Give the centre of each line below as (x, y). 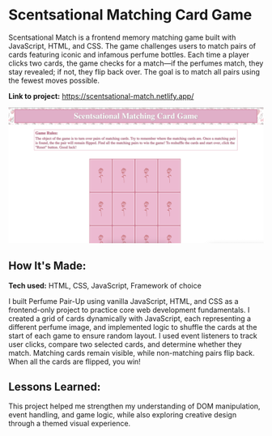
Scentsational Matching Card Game (130, 15)
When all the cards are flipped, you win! (75, 361)
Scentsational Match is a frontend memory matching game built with (122, 37)
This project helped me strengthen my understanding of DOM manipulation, (134, 406)
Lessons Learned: (55, 387)
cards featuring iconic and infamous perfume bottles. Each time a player (129, 54)
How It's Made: (47, 266)
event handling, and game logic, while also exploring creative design (123, 415)
